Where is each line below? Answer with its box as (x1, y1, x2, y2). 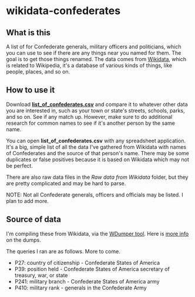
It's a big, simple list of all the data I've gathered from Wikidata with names (6, 143, 187, 151)
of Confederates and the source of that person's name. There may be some (6, 149, 190, 156)
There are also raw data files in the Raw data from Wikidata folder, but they (6, 173, 189, 181)
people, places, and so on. (6, 68, 70, 75)
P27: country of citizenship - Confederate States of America (14, 259, 160, 266)
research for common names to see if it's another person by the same (6, 119, 175, 126)
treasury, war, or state (14, 272, 68, 279)
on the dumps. (6, 236, 41, 243)
